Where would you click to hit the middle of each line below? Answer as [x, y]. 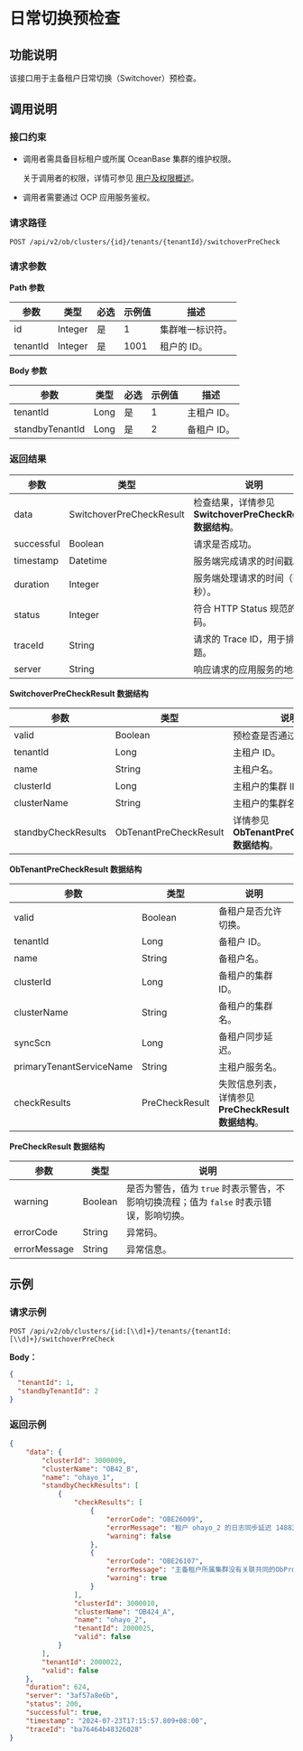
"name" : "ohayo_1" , [78, 1477]
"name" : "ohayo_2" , [110, 1620]
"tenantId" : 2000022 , [83, 1662]
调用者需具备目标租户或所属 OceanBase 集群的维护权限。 [129, 158]
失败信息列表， [250, 1083]
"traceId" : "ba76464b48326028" [84, 1729]
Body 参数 [28, 370]
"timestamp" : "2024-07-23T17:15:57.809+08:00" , [116, 1721]
